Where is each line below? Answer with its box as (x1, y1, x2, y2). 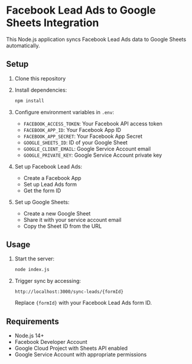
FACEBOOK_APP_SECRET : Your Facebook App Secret (23, 133, 143, 140)
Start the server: (14, 255, 55, 262)
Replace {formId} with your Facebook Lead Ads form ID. (14, 299, 152, 307)
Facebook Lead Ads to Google (6, 4, 156, 17)
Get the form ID (23, 187, 61, 194)
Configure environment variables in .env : (14, 108, 114, 115)
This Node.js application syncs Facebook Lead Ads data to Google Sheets (6, 36, 187, 43)
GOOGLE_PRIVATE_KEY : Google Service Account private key (23, 152, 162, 159)
